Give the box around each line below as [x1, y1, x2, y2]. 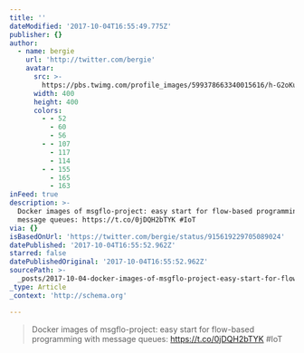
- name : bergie [17, 47, 75, 56]
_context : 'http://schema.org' [9, 291, 128, 300]
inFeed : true [9, 190, 59, 199]
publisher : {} [9, 30, 63, 39]
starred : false [9, 249, 67, 258]
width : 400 [33, 89, 75, 98]
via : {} [9, 224, 39, 233]
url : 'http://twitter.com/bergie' [25, 55, 156, 64]
